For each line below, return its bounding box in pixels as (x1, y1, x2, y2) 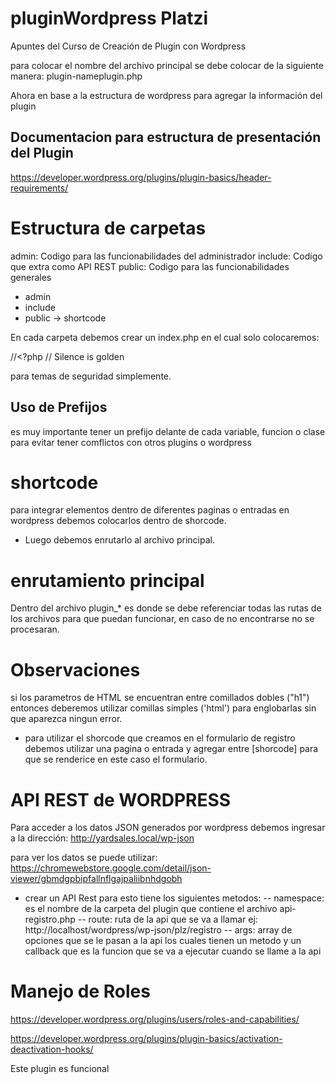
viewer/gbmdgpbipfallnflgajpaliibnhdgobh (10, 873, 183, 885)
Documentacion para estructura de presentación (10, 129, 322, 146)
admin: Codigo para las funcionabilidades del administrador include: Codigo (10, 250, 323, 262)
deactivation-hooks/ (10, 1043, 94, 1056)
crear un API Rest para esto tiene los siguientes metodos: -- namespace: (24, 892, 325, 904)
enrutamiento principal (10, 569, 205, 592)
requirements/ (10, 182, 69, 194)
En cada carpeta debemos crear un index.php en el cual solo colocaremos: (10, 331, 320, 343)
